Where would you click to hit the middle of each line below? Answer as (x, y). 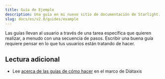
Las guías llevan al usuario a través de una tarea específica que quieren (78, 33)
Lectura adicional (32, 59)
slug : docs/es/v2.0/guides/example (42, 19)
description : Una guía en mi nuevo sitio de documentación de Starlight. (83, 14)
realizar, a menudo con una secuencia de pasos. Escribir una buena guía (79, 38)
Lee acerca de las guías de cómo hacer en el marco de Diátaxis (77, 71)
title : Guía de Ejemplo (30, 10)
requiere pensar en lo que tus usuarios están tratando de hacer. (70, 44)
